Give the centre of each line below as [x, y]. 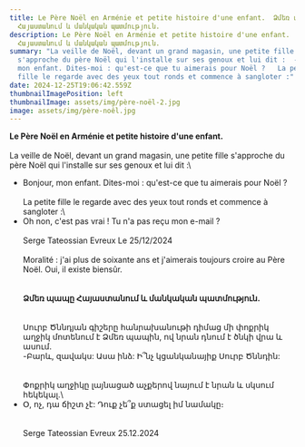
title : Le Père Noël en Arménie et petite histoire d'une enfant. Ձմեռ [150, 18]
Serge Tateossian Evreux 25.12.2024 [91, 433]
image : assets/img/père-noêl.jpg [73, 111]
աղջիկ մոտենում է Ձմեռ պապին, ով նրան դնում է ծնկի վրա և [152, 337]
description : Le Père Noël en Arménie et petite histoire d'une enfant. [150, 34]
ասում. [37, 346]
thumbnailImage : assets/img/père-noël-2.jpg [95, 102]
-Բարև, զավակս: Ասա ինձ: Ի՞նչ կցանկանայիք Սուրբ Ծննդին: [151, 356]
